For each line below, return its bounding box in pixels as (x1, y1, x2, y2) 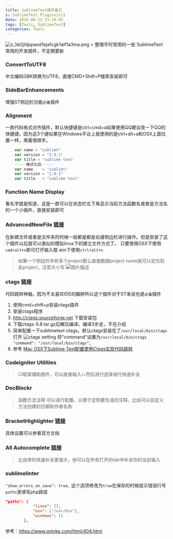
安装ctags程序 (12, 308, 43, 314)
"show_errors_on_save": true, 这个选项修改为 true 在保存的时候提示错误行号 (5, 482, 166, 489)
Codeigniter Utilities (5, 358, 57, 366)
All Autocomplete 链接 (5, 444, 62, 451)
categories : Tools (5, 27, 45, 32)
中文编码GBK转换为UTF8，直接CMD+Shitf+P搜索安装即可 (5, 73, 128, 80)
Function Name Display (5, 188, 65, 195)
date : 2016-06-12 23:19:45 (5, 17, 63, 22)
